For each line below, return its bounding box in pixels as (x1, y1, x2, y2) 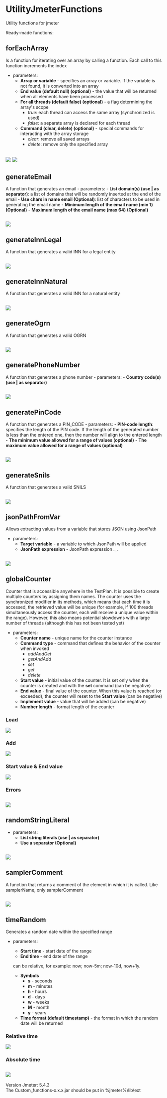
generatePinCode (5, 408, 62, 417)
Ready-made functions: (5, 29, 54, 35)
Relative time (5, 1033, 38, 1040)
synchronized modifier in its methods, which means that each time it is (5, 599, 151, 605)
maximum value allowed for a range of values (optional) (5, 442, 123, 448)
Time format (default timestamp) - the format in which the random (20, 1015, 159, 1021)
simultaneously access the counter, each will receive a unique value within (5, 609, 159, 615)
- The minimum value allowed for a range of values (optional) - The (5, 437, 147, 443)
